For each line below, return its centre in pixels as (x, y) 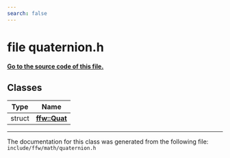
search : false (27, 13)
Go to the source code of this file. (55, 66)
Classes (25, 87)
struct (20, 118)
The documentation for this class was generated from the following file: (108, 142)
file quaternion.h (55, 47)
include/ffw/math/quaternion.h (52, 148)
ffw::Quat (51, 118)
